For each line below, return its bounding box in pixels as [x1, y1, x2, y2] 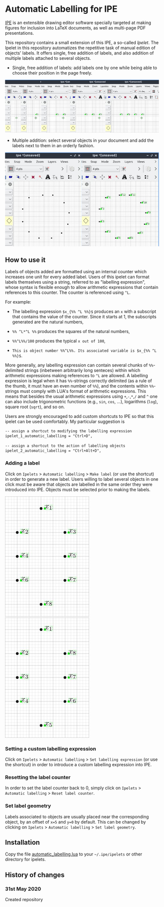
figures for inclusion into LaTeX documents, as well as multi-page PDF [5, 25, 146, 30]
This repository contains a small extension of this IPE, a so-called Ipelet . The [5, 39, 159, 45]
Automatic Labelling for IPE [5, 3, 118, 15]
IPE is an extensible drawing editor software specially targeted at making [5, 20, 151, 26]
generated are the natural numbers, [12, 319, 84, 325]
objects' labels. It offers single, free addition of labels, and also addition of [5, 50, 154, 56]
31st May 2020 [5, 885, 41, 892]
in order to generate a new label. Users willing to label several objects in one [5, 476, 159, 482]
